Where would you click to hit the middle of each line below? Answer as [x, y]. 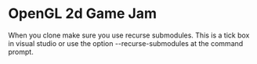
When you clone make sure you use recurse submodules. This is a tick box [129, 35]
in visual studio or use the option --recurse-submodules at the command [126, 43]
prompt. [21, 52]
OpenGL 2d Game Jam [83, 14]
